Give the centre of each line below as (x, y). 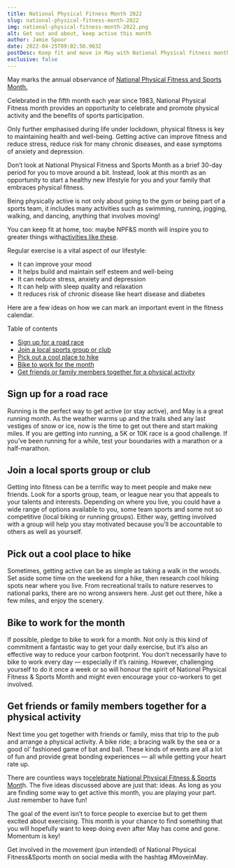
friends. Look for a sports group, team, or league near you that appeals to (113, 495)
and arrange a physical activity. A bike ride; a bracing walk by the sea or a (114, 742)
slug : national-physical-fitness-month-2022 (73, 20)
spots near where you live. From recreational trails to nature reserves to (110, 586)
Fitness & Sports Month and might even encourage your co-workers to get (114, 677)
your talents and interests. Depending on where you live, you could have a (114, 502)
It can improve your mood (55, 264)
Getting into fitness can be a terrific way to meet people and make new (109, 487)
